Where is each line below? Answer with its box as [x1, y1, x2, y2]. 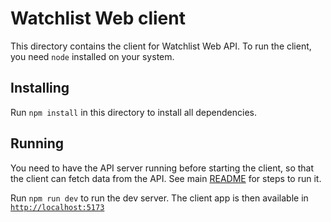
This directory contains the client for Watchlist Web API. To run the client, [10, 40, 312, 52]
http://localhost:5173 [10, 202, 105, 212]
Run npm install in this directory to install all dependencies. [10, 106, 258, 118]
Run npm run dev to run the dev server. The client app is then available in [10, 192, 309, 204]
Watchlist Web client [10, 7, 186, 30]
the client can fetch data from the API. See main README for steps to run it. [10, 172, 322, 184]
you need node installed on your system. [10, 50, 175, 62]
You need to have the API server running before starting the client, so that [10, 162, 315, 174]
